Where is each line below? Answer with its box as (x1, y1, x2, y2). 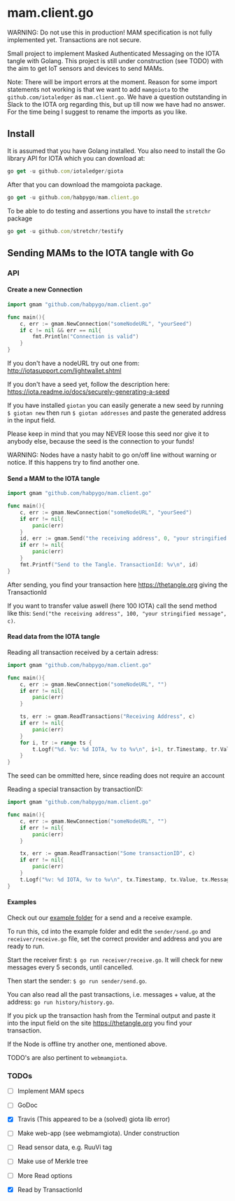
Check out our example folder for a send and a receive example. (7, 913, 192, 922)
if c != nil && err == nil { (20, 326, 101, 334)
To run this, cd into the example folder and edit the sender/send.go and (7, 927, 211, 935)
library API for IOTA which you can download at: (7, 154, 145, 162)
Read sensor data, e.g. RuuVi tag (17, 1143, 113, 1152)
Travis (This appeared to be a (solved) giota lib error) (17, 1115, 171, 1124)
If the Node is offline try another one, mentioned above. (7, 1040, 168, 1048)
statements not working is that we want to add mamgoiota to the (7, 85, 189, 93)
